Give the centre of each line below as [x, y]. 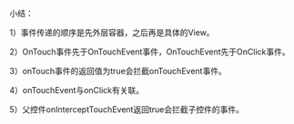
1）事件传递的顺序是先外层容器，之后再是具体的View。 [112, 33]
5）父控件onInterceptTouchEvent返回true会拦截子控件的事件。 [127, 110]
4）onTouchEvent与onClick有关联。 [77, 90]
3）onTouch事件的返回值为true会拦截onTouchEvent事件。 [118, 71]
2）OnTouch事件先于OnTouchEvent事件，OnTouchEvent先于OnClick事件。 [150, 52]
